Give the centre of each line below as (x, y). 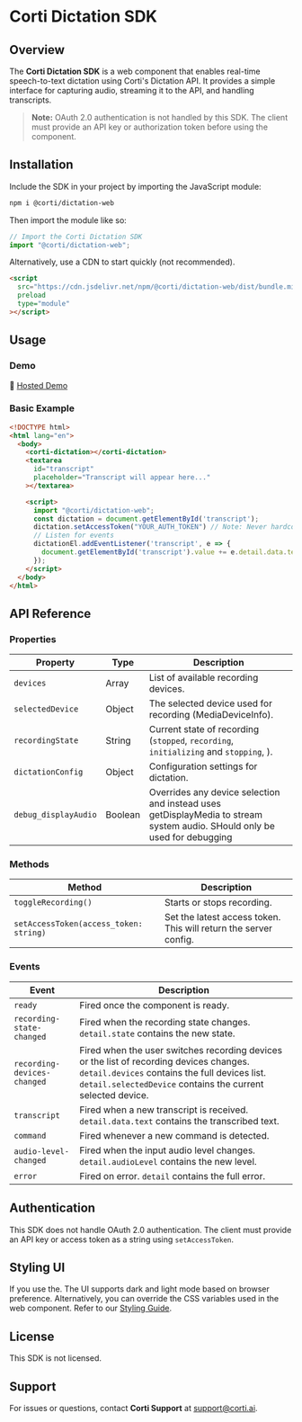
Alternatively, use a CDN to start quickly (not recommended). (122, 262)
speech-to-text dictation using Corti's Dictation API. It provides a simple (142, 81)
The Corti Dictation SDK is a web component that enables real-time (135, 71)
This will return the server (218, 928)
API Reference (50, 613)
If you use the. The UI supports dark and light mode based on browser (139, 1289)
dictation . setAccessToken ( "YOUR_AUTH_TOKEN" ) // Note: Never (150, 527)
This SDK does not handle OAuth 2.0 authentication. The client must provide (151, 1230)
